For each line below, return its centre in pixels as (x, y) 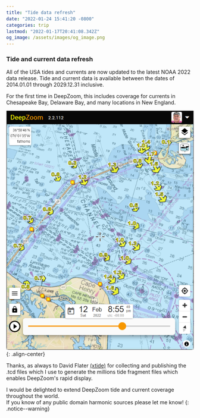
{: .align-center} (26, 354)
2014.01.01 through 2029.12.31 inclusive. (55, 85)
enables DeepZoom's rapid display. (49, 378)
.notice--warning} (28, 408)
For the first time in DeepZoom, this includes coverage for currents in (91, 96)
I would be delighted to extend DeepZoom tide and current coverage (90, 389)
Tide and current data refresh (50, 59)
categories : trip (28, 25)
